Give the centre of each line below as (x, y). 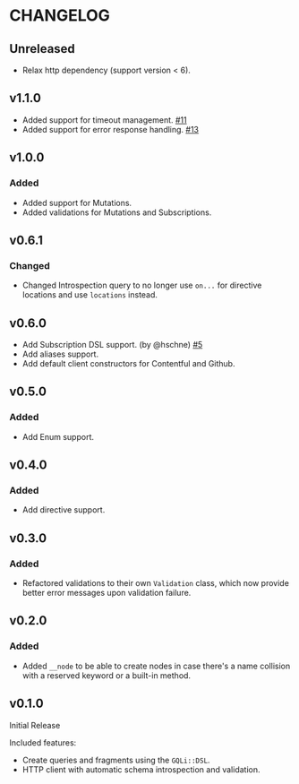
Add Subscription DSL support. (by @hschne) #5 (112, 345)
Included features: (43, 742)
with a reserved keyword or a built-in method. (106, 675)
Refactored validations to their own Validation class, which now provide (155, 583)
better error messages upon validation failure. (107, 593)
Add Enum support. (58, 436)
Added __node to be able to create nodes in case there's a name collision (156, 666)
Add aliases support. (60, 354)
